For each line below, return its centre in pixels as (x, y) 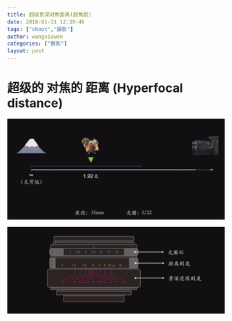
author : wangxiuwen (35, 37)
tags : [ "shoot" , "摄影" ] (40, 29)
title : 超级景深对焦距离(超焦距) (49, 14)
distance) (35, 103)
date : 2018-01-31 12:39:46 (46, 22)
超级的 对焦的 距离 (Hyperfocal (95, 88)
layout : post (26, 51)
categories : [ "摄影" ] (37, 44)
